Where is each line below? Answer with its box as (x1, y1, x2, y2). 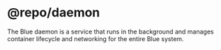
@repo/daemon (7, 5, 100, 21)
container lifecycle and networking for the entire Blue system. (7, 34, 184, 42)
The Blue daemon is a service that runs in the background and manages (7, 27, 214, 36)
